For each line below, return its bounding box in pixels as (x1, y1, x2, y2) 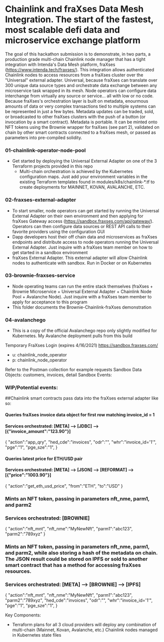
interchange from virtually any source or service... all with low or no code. (5, 92, 154, 99)
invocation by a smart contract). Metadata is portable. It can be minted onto (5, 119, 158, 125)
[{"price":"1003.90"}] (5, 472, 51, 478)
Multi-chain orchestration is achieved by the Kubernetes (19, 169, 133, 175)
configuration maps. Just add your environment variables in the (19, 174, 148, 180)
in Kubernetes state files (12, 632, 62, 638)
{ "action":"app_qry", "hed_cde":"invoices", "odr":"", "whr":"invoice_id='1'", (5, 439, 157, 445)
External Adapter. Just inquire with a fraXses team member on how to (12, 244, 153, 250)
